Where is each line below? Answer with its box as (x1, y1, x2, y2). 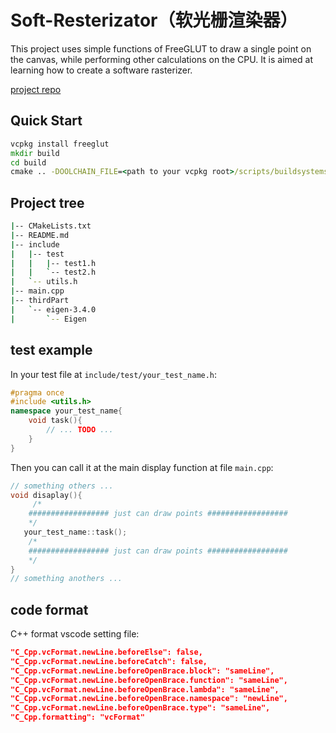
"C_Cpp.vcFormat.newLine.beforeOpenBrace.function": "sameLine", (10, 675, 288, 685)
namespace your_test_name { (10, 406, 123, 416)
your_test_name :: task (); (23, 527, 128, 537)
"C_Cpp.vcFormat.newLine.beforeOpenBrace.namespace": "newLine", (10, 694, 288, 704)
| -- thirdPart (10, 296, 70, 306)
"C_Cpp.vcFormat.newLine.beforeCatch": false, (10, 656, 208, 666)
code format (10, 601, 89, 618)
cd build (10, 157, 47, 168)
